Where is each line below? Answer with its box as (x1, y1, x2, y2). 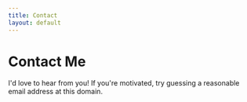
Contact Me (8, 53, 86, 71)
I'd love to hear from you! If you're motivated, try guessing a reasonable (8, 78, 240, 88)
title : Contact (8, 11, 58, 20)
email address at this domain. (8, 87, 104, 97)
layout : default (8, 19, 61, 27)
